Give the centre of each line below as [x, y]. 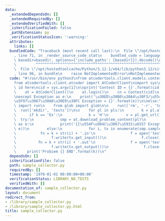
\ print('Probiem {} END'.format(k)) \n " [60, 152]
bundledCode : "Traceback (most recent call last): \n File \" [74, 51]
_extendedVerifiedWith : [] [37, 23]
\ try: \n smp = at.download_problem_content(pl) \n [80, 119]
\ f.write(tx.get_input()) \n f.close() [88, 138]
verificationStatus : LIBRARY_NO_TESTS [49, 179]
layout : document [23, 192]
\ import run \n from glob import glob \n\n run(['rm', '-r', [83, 106]
